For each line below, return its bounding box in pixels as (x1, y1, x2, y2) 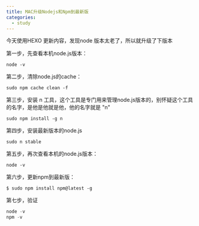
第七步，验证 (6, 197, 38, 204)
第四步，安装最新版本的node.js (6, 127, 83, 134)
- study (11, 20, 31, 26)
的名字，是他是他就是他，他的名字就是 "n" (6, 104, 111, 111)
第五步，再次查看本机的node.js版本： (6, 150, 98, 158)
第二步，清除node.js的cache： (6, 73, 82, 80)
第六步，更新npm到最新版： (6, 173, 76, 180)
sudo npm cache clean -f (6, 85, 68, 91)
